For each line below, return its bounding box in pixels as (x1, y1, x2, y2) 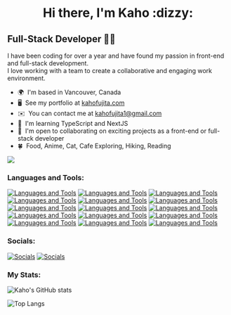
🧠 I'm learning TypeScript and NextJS (17, 120, 128, 127)
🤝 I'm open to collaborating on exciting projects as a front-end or (17, 127, 207, 135)
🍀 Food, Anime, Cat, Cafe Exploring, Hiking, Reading (17, 142, 171, 150)
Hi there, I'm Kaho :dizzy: (42, 5, 194, 21)
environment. (7, 74, 46, 82)
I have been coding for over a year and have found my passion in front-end (7, 51, 225, 60)
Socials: (7, 236, 36, 246)
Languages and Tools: (7, 172, 84, 182)
